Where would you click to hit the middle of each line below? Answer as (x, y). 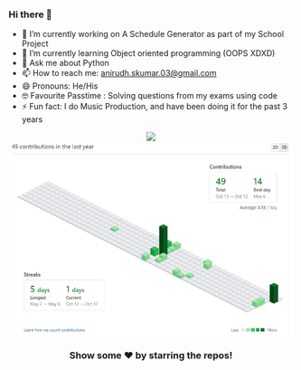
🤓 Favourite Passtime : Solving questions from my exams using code (149, 96)
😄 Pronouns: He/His (60, 86)
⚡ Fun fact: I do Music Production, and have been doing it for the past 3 (155, 107)
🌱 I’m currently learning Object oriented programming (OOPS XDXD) (148, 53)
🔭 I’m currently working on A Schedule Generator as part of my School (153, 34)
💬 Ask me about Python (66, 63)
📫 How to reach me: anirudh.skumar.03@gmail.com (119, 73)
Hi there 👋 (31, 14)
